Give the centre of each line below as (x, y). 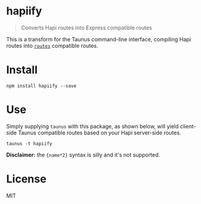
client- (188, 126)
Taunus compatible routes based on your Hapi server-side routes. (100, 133)
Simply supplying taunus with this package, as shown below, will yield (93, 126)
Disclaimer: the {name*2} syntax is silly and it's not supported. (83, 155)
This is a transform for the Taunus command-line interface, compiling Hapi (99, 39)
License (26, 179)
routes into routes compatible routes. (52, 46)
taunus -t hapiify (29, 143)
